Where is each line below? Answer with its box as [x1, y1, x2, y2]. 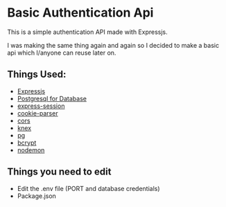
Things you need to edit [7, 166, 112, 178]
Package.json [17, 192, 57, 200]
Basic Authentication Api [7, 5, 154, 21]
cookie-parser [17, 109, 58, 117]
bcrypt [17, 138, 37, 147]
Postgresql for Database [17, 94, 87, 102]
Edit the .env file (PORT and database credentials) [17, 184, 161, 192]
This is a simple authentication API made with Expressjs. [7, 28, 168, 36]
